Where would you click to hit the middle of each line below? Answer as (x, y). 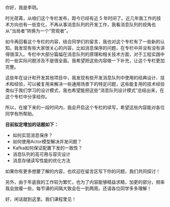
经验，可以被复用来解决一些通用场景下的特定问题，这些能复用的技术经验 (89, 84)
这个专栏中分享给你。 (27, 97)
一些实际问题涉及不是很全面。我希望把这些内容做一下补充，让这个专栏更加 (87, 60)
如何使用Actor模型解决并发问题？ (47, 141)
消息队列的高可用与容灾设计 (41, 154)
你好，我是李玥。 (23, 7)
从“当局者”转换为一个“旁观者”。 (38, 31)
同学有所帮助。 (21, 114)
